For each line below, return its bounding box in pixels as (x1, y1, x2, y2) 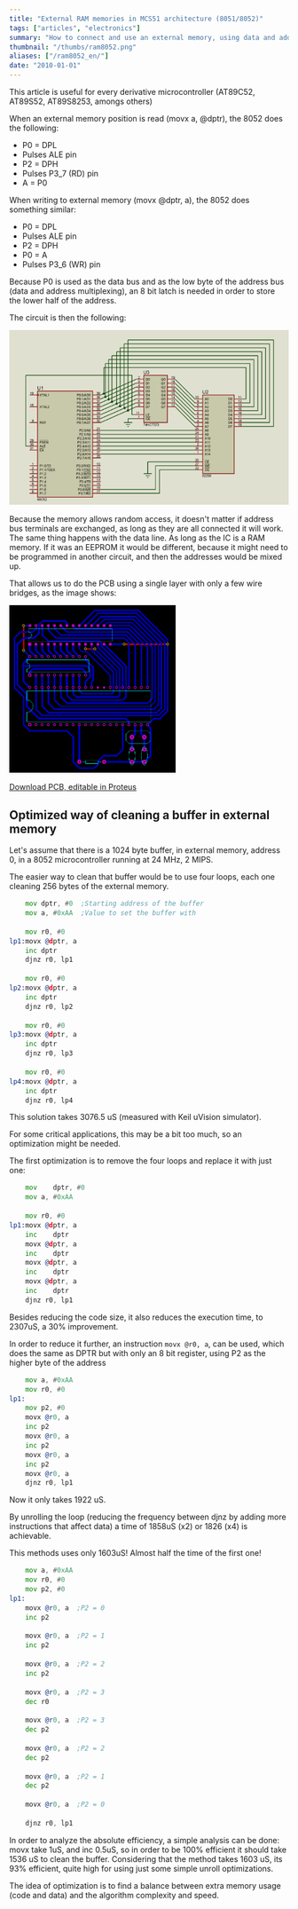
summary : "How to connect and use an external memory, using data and (9, 33, 276, 42)
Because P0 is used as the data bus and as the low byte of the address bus (9, 276, 285, 287)
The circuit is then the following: (9, 312, 127, 323)
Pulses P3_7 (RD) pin (21, 169, 99, 178)
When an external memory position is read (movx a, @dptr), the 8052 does (9, 114, 284, 123)
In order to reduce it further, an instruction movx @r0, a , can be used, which (9, 1338, 285, 1349)
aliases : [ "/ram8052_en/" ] (9, 51, 109, 61)
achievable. (9, 1531, 51, 1542)
